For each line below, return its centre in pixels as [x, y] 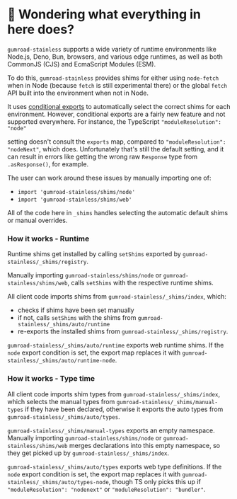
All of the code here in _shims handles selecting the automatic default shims [118, 212]
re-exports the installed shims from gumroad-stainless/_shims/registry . [123, 331]
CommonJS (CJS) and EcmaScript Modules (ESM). [82, 64]
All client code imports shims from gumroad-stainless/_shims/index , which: [117, 297]
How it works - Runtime [48, 239]
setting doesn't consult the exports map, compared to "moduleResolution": [117, 142]
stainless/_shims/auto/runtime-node [61, 361]
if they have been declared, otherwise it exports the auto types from [124, 409]
